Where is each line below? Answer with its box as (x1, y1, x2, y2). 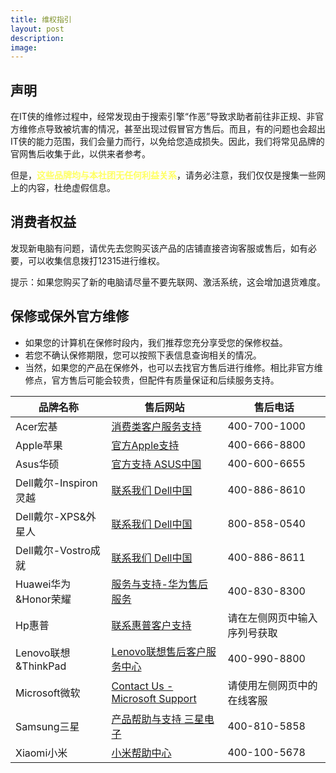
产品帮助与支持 (111, 712, 182, 726)
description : (10, 33, 65, 43)
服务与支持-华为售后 (111, 577, 208, 591)
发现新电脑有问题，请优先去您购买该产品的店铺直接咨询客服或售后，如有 (10, 242, 308, 254)
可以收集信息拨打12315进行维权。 (27, 254, 165, 266)
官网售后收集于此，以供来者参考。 (10, 148, 151, 160)
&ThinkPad (15, 659, 67, 673)
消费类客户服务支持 (111, 419, 202, 433)
